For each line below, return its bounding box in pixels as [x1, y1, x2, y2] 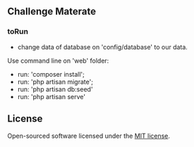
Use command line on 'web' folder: [7, 56, 109, 65]
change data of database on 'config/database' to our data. [17, 42, 188, 51]
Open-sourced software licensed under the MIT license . [7, 132, 171, 140]
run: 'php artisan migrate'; [17, 77, 94, 86]
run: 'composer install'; [17, 70, 85, 78]
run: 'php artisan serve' [17, 92, 86, 101]
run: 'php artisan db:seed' [17, 84, 93, 94]
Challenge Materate [7, 6, 97, 18]
